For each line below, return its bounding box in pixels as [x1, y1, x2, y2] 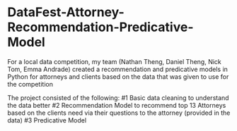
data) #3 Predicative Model [7, 116, 87, 124]
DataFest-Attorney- [7, 4, 125, 20]
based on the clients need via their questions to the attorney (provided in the [7, 108, 231, 117]
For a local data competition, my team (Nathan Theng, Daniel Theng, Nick [7, 57, 221, 65]
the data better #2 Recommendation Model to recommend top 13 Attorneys [7, 101, 226, 109]
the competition [7, 80, 53, 88]
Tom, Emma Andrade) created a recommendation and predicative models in [7, 65, 229, 73]
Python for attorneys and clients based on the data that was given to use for [7, 72, 229, 81]
